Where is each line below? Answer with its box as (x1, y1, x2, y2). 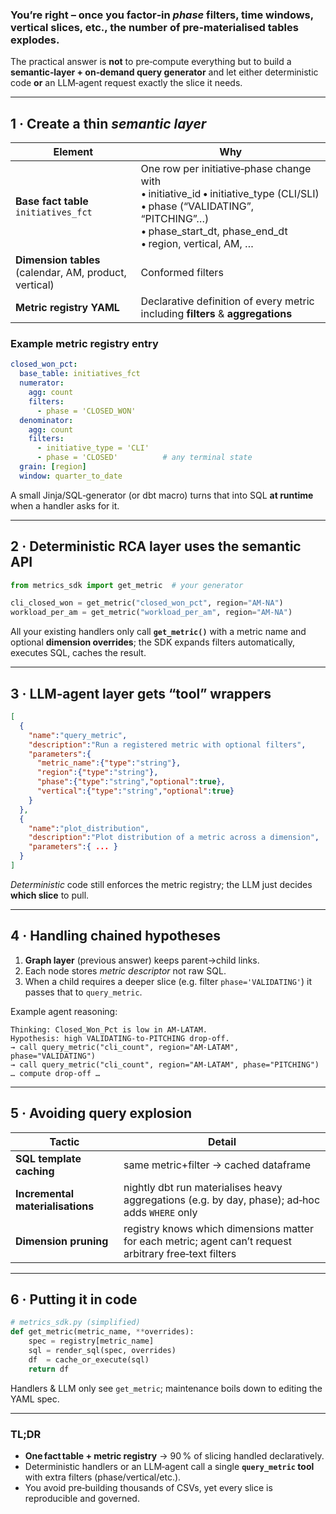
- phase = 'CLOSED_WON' (36, 406, 137, 416)
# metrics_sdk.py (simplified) (10, 1318, 141, 1328)
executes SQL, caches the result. (10, 647, 147, 659)
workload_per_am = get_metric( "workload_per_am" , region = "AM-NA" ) (10, 608, 293, 618)
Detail (207, 1134, 237, 1148)
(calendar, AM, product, (15, 266, 127, 280)
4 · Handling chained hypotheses (10, 928, 221, 945)
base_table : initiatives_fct (19, 369, 141, 379)
